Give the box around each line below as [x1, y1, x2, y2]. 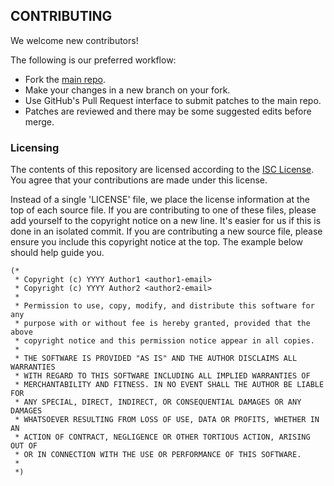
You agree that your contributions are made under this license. [10, 174, 268, 186]
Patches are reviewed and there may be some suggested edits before [24, 105, 312, 117]
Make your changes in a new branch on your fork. [24, 84, 231, 96]
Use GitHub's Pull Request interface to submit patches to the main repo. [24, 94, 322, 106]
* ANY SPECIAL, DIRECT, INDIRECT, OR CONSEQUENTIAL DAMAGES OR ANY [14, 397, 302, 408]
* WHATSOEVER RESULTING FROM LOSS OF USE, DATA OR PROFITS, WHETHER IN [14, 415, 320, 425]
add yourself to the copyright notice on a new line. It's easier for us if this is [10, 215, 322, 227]
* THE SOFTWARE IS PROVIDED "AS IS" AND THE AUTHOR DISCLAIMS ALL [14, 354, 298, 364]
